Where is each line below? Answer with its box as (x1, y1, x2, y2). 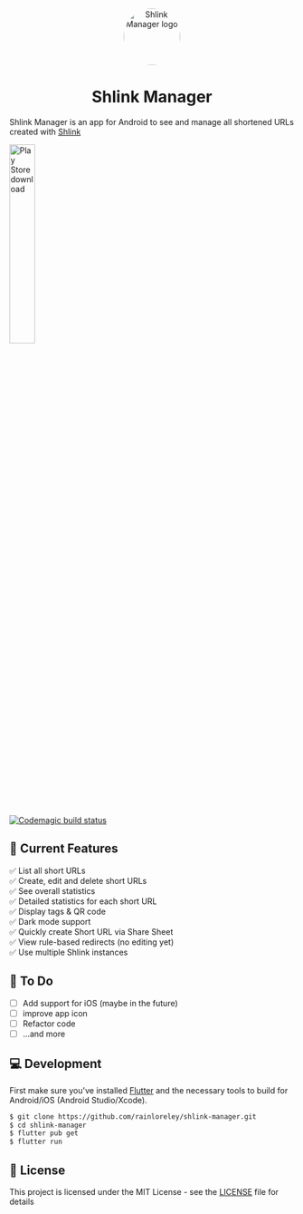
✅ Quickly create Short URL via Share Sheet (9, 926, 174, 937)
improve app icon (22, 1007, 88, 1018)
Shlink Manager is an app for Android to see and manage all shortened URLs (9, 116, 294, 127)
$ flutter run (9, 1137, 63, 1147)
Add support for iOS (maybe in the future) (22, 997, 178, 1008)
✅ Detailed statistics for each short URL (9, 896, 157, 907)
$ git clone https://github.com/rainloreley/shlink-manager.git (9, 1112, 257, 1122)
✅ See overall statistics (9, 885, 96, 896)
